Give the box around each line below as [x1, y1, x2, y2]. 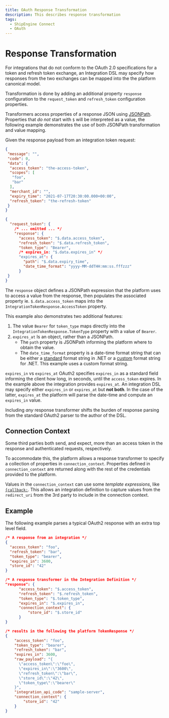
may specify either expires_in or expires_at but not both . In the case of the [5, 386, 163, 392]
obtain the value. [20, 344, 55, 350]
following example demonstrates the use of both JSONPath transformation [5, 122, 160, 128]
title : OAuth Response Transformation [5, 7, 87, 13]
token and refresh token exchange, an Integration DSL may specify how [5, 70, 154, 76]
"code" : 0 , [7, 156, 30, 161]
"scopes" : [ [10, 170, 35, 175]
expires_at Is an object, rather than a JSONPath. [12, 333, 114, 340]
